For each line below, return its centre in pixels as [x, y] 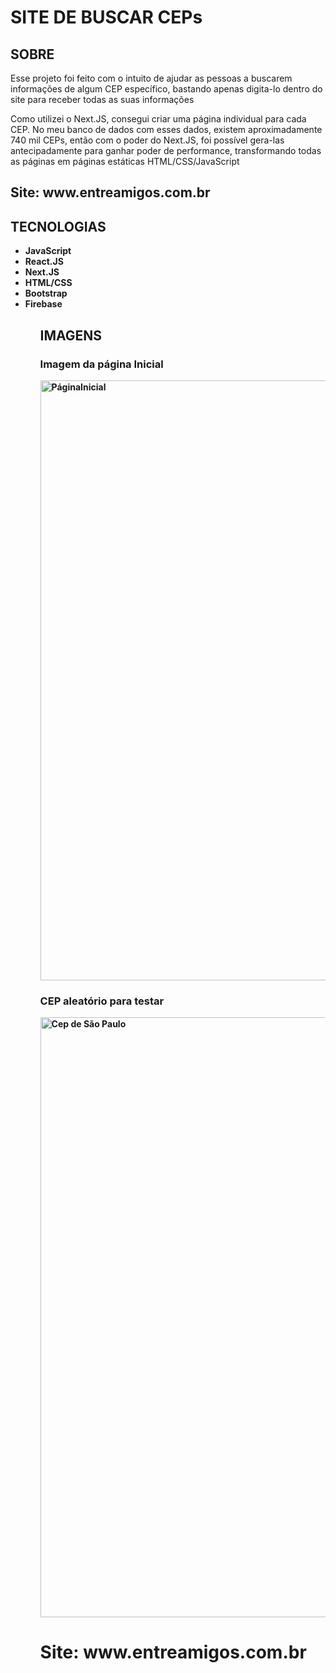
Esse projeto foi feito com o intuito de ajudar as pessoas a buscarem [151, 78]
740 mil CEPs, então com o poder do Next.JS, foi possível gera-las [147, 140]
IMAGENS [71, 335]
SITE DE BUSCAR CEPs [106, 17]
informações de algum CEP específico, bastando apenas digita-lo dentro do [166, 89]
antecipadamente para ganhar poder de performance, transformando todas [166, 150]
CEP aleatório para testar [102, 1001]
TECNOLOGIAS [58, 226]
